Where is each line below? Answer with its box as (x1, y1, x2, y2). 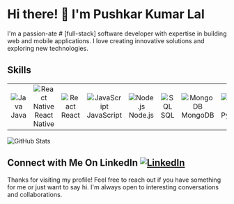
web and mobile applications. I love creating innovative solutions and (7, 36, 205, 45)
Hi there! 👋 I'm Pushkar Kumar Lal (7, 6, 205, 22)
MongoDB (181, 110, 214, 120)
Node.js (128, 110, 155, 120)
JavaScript (86, 110, 123, 120)
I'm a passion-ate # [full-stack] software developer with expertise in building (7, 29, 227, 38)
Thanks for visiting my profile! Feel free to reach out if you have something (7, 175, 221, 184)
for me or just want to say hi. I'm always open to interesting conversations (7, 182, 219, 191)
